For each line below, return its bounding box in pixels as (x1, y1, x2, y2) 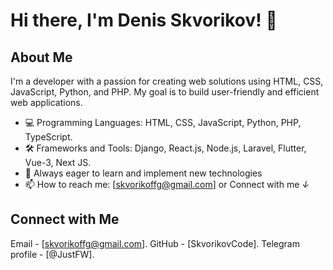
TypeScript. (24, 131, 73, 143)
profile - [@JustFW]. (10, 248, 95, 260)
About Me (10, 49, 73, 66)
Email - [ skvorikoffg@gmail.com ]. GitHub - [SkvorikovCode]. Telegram (10, 237, 300, 249)
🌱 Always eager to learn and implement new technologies (24, 167, 263, 179)
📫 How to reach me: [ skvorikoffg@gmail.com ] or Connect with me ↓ (24, 179, 310, 190)
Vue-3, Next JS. (24, 157, 92, 168)
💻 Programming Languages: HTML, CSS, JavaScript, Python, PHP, (24, 117, 302, 128)
